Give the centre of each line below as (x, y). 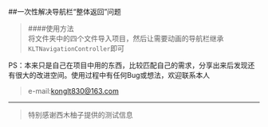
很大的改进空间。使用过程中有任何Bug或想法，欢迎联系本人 (112, 75)
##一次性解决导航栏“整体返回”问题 (65, 12)
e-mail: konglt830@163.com (73, 91)
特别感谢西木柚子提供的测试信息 (80, 115)
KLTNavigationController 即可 (76, 48)
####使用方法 (51, 29)
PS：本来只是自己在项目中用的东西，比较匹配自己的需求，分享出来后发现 (128, 65)
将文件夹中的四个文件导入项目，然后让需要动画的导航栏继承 (126, 38)
